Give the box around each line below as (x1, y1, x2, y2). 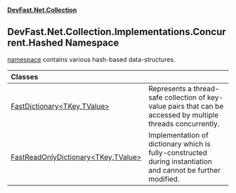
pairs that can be (168, 102, 224, 112)
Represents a (148, 84, 192, 94)
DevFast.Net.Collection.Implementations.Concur (7, 25, 226, 38)
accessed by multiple (148, 110, 219, 120)
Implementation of (148, 131, 209, 140)
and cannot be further (148, 166, 221, 175)
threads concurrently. (148, 119, 220, 129)
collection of (164, 93, 206, 102)
